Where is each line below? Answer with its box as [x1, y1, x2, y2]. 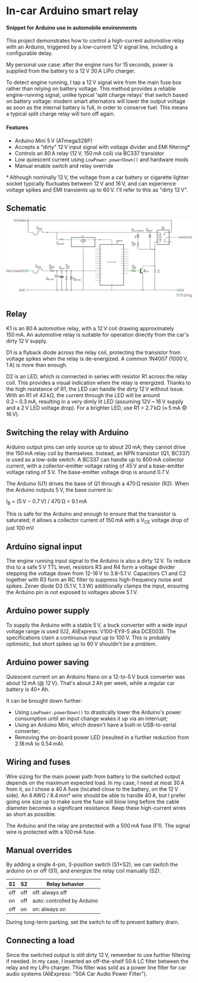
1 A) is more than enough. [6, 361, 68, 368]
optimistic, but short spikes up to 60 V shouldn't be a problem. [6, 640, 157, 647]
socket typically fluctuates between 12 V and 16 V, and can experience [6, 180, 176, 187]
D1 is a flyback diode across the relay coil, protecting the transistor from [6, 349, 181, 356]
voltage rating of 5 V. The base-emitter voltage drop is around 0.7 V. [6, 468, 170, 475]
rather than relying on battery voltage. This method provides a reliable [6, 85, 176, 92]
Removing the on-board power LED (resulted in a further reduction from [14, 734, 190, 741]
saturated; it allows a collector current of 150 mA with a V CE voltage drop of [6, 517, 189, 525]
